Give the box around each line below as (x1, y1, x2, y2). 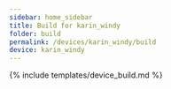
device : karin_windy (9, 46, 86, 55)
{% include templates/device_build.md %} (9, 70, 163, 80)
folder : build (9, 29, 62, 38)
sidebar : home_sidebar (9, 12, 93, 22)
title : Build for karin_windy (9, 21, 121, 30)
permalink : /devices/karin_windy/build (9, 37, 157, 47)
